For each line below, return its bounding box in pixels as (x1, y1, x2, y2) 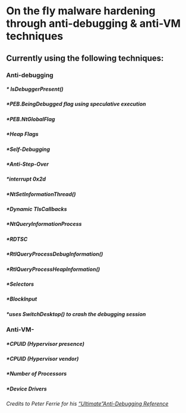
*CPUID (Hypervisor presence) (6, 340, 85, 347)
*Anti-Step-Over (6, 160, 49, 168)
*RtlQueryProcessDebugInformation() (6, 251, 103, 258)
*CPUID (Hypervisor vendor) (6, 355, 79, 362)
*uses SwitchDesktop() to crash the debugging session (6, 310, 146, 317)
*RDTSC (6, 235, 28, 242)
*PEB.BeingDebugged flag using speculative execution (6, 100, 147, 108)
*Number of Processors (6, 370, 67, 377)
